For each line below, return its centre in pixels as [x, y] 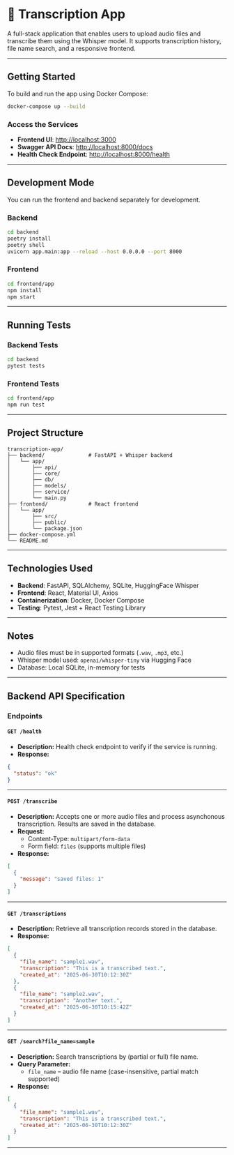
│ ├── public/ [37, 522]
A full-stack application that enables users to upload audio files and [104, 33]
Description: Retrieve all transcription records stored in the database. [117, 929]
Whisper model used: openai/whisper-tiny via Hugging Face [104, 660]
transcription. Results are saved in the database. [87, 824]
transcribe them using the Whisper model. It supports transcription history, [114, 40]
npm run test [26, 405]
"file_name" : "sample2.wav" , [62, 994]
